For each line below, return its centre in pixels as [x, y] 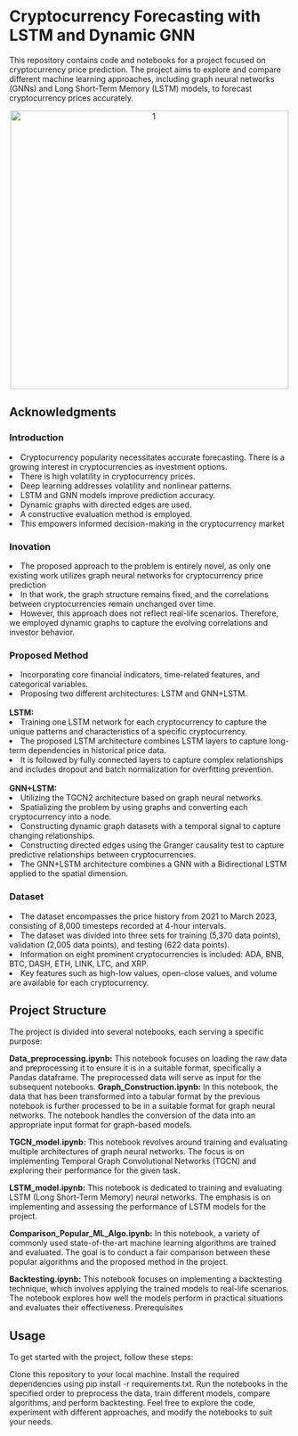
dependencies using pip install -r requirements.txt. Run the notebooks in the [149, 1384]
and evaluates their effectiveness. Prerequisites [97, 1308]
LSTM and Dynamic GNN [102, 35]
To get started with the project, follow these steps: [101, 1358]
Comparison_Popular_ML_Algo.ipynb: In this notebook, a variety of [134, 1234]
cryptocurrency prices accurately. [72, 98]
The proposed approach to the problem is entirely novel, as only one [146, 566]
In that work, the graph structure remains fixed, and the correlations [145, 594]
